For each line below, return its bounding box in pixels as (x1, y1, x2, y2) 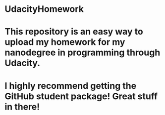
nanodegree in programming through (4, 47, 161, 58)
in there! (4, 101, 40, 112)
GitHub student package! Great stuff (4, 90, 158, 102)
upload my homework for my (4, 37, 125, 48)
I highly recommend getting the (4, 80, 137, 91)
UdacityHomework (4, 3, 84, 15)
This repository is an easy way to (4, 26, 143, 38)
